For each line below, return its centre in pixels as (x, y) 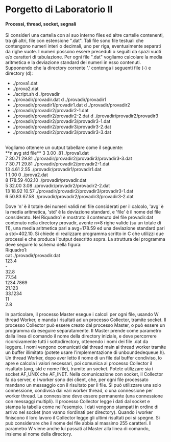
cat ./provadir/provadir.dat (33, 256)
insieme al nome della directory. (39, 434)
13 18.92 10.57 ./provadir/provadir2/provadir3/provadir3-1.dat (69, 191)
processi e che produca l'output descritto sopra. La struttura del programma (86, 239)
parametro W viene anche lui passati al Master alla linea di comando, (78, 429)
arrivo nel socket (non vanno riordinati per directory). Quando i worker (79, 412)
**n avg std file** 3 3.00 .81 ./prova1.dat (47, 153)
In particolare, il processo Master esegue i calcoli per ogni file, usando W (82, 314)
